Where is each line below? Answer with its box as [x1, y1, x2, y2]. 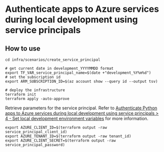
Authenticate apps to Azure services [5, 3, 159, 15]
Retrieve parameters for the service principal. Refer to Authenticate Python [5, 105, 158, 111]
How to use [5, 44, 41, 52]
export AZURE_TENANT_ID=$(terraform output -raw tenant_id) [5, 134, 132, 139]
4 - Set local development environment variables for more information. [5, 115, 149, 121]
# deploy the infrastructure [5, 88, 65, 93]
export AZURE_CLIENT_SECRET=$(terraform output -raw [5, 138, 116, 143]
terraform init [5, 92, 37, 97]
